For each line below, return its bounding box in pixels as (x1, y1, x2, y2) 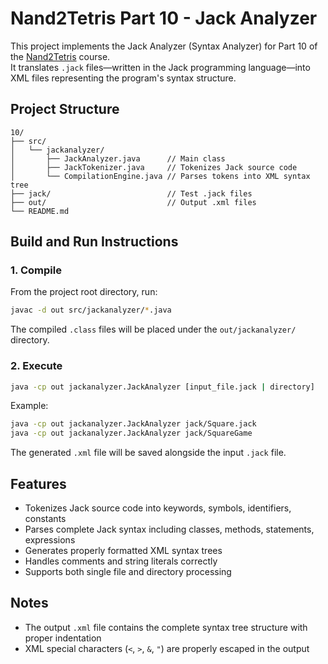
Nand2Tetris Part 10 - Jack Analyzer (10, 7, 318, 30)
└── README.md (10, 206, 70, 216)
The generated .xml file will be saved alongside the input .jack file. (10, 447, 287, 459)
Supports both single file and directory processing (24, 566, 232, 578)
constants (24, 513, 67, 525)
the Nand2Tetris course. (10, 50, 111, 62)
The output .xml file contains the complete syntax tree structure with (24, 621, 308, 633)
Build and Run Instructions (10, 233, 179, 251)
